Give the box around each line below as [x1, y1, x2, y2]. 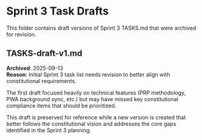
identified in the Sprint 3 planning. [6, 126, 91, 134]
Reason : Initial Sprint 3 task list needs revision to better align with [6, 71, 170, 78]
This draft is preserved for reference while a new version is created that [6, 113, 186, 121]
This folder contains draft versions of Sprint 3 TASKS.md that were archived [6, 24, 197, 32]
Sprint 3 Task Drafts [6, 4, 109, 18]
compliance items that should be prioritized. [6, 102, 117, 109]
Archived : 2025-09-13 [6, 64, 63, 72]
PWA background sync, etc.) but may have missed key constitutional [6, 95, 178, 102]
